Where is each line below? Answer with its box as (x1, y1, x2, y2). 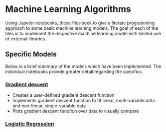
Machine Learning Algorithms (5, 3, 131, 15)
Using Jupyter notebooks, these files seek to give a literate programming (5, 20, 155, 26)
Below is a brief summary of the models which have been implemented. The (5, 63, 162, 69)
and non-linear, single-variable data (12, 103, 86, 109)
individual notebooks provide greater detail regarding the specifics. (5, 68, 143, 74)
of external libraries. (5, 36, 46, 42)
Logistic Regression (5, 120, 54, 127)
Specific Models (5, 50, 57, 59)
